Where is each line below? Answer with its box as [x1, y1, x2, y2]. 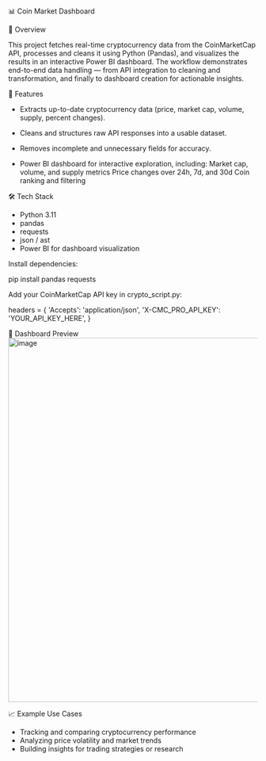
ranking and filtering [19, 176, 86, 185]
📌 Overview [8, 25, 46, 34]
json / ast [19, 235, 50, 244]
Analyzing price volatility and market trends [19, 736, 162, 745]
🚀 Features [8, 90, 44, 98]
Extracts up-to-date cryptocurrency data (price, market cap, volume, [19, 105, 245, 113]
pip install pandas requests [8, 274, 97, 284]
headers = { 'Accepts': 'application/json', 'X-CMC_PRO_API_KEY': [8, 305, 221, 315]
